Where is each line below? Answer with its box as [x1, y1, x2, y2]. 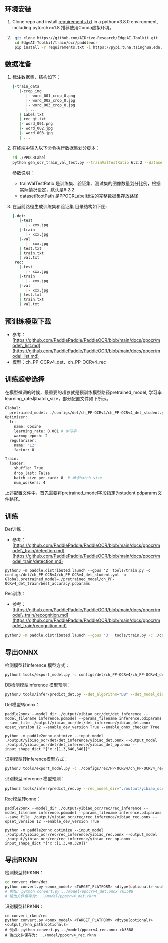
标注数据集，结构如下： [12, 74, 61, 80]
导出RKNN [5, 856, 37, 864]
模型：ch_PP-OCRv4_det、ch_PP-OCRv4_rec [12, 359, 106, 365]
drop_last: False [14, 470, 50, 476]
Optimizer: [5, 415, 28, 420]
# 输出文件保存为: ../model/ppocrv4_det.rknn [5, 894, 96, 899]
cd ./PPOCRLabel [12, 155, 46, 160]
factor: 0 [14, 447, 35, 452]
